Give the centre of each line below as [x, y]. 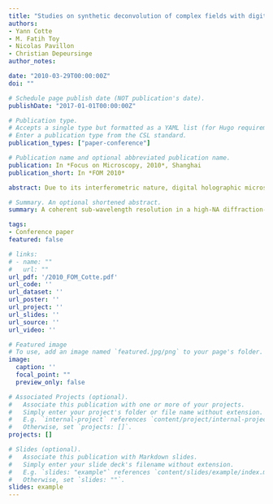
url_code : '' [30, 285]
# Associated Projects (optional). [69, 397]
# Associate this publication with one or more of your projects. [127, 404]
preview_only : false [50, 382]
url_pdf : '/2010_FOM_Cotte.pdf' [63, 277]
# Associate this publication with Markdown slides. [103, 457]
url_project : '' [36, 307]
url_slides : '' [34, 315]
